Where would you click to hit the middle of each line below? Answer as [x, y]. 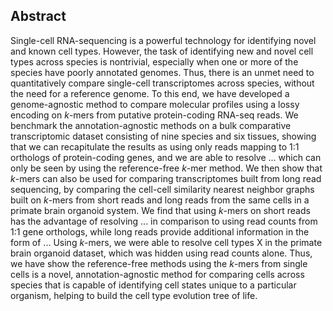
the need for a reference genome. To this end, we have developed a [150, 93]
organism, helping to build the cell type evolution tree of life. [134, 295]
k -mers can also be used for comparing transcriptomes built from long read [166, 178]
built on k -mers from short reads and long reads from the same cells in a [160, 200]
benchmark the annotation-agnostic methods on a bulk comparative [151, 125]
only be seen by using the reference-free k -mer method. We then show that [166, 168]
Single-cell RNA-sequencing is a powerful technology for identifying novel [163, 40]
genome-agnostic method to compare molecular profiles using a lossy [155, 104]
